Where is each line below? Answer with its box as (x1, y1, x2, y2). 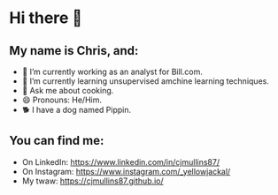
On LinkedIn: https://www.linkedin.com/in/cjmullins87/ (21, 156, 220, 167)
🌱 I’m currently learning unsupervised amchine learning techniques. (21, 76, 270, 86)
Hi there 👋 (9, 8, 82, 28)
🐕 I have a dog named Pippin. (21, 105, 131, 115)
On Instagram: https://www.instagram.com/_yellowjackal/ (21, 166, 231, 176)
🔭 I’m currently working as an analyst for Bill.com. (21, 66, 204, 77)
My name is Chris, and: (9, 43, 139, 58)
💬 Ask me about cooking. (21, 86, 114, 95)
